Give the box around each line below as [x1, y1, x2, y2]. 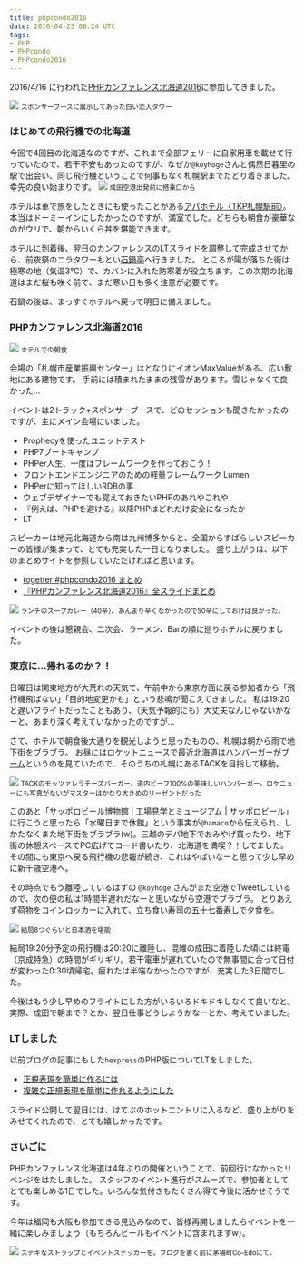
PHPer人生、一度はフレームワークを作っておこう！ [22, 458, 213, 469]
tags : [9, 30, 30, 39]
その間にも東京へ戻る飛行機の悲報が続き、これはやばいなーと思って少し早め [9, 851, 295, 862]
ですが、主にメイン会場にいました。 [9, 415, 145, 427]
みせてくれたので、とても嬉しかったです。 [9, 1116, 167, 1127]
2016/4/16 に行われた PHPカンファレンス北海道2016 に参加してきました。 [9, 82, 281, 92]
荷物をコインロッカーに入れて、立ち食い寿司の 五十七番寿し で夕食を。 [16, 904, 279, 915]
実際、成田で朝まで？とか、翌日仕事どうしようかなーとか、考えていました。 [9, 1007, 295, 1018]
